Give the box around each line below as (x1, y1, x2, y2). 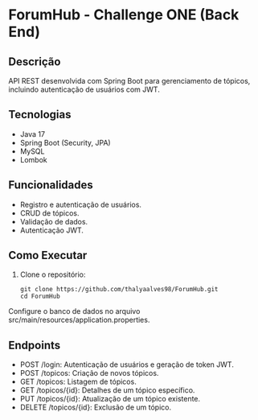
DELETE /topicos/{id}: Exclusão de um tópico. (19, 402, 171, 412)
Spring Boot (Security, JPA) (19, 138, 111, 147)
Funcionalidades (8, 179, 94, 192)
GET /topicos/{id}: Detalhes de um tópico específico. (19, 385, 195, 395)
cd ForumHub (19, 292, 60, 301)
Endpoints (8, 338, 61, 352)
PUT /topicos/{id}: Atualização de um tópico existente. (19, 394, 201, 404)
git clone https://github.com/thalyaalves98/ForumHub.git (19, 286, 219, 294)
